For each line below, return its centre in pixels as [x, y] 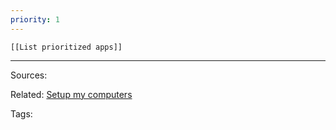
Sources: [29, 75]
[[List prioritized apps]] [66, 47]
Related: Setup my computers [71, 94]
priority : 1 [35, 19]
